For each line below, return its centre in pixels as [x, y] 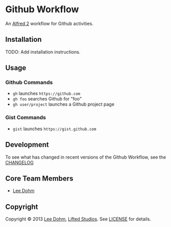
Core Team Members [39, 178]
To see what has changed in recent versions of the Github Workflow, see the [86, 157]
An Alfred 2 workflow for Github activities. [49, 23]
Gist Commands [26, 117]
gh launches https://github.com [46, 93]
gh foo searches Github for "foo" [47, 99]
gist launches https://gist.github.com [54, 129]
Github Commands [29, 83]
